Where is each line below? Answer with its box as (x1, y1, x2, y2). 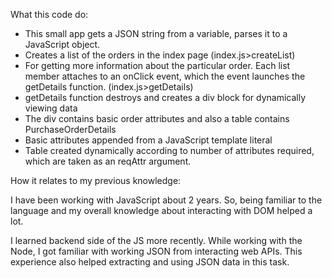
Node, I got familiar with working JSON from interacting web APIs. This (10, 245, 303, 257)
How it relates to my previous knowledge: (10, 175, 182, 186)
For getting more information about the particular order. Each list (24, 60, 291, 71)
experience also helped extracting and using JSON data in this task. (10, 256, 290, 268)
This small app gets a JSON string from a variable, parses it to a (24, 28, 288, 39)
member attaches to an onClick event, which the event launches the (24, 70, 306, 82)
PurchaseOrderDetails (24, 124, 117, 135)
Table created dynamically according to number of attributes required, (24, 145, 315, 156)
